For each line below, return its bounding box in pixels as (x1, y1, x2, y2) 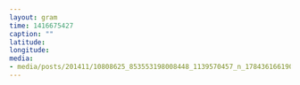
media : (9, 54, 34, 63)
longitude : (9, 46, 50, 55)
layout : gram (9, 12, 58, 22)
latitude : (9, 37, 46, 47)
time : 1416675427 (9, 21, 74, 30)
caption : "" (9, 29, 54, 38)
